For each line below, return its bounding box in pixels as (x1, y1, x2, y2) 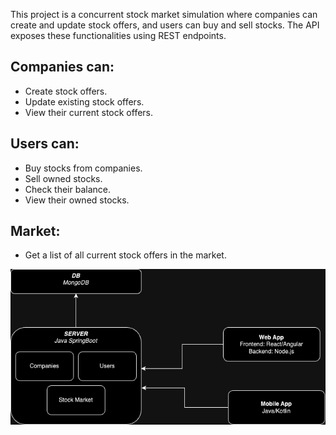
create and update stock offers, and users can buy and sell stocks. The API (10, 19, 320, 31)
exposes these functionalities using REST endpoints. (10, 30, 227, 41)
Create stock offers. (24, 85, 108, 97)
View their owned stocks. (24, 194, 130, 206)
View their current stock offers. (24, 106, 154, 118)
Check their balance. (24, 183, 111, 195)
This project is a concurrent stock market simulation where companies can (10, 9, 318, 20)
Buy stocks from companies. (24, 162, 143, 174)
